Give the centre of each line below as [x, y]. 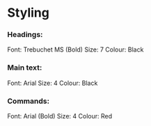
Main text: [25, 68]
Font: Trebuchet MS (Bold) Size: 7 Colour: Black [75, 49]
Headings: [25, 35]
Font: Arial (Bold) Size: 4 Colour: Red [60, 116]
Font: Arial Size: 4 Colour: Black [53, 83]
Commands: [29, 101]
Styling [29, 13]
